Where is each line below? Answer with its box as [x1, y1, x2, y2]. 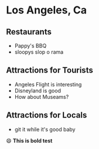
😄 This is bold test [6, 137, 53, 144]
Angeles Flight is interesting [14, 81, 82, 88]
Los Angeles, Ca [6, 4, 87, 17]
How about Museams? [14, 93, 69, 100]
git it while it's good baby [14, 126, 76, 133]
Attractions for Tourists [6, 65, 94, 75]
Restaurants [6, 27, 52, 37]
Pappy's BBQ [14, 42, 47, 49]
